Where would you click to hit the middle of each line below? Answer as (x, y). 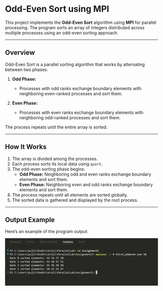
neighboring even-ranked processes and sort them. (71, 93)
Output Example (30, 220)
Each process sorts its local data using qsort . (57, 164)
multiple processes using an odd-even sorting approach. (62, 33)
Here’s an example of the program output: (47, 232)
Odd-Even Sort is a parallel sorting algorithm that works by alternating (75, 64)
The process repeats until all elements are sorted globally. (70, 195)
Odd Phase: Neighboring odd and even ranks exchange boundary (85, 174)
